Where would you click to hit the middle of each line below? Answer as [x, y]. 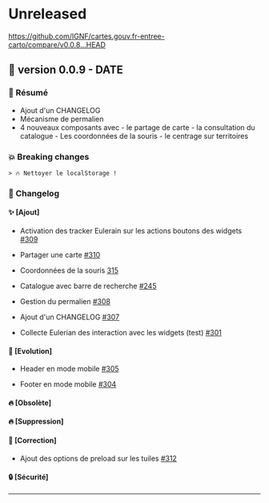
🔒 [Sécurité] [28, 477]
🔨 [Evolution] [30, 351]
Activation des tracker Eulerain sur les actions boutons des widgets [131, 231]
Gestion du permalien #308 [65, 302]
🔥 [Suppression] [36, 421]
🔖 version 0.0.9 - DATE [66, 70]
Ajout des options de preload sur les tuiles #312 [98, 458]
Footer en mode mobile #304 [68, 384]
